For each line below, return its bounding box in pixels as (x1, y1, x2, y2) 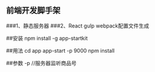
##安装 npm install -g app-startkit (6, 35, 88, 42)
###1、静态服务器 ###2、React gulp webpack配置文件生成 (6, 22, 149, 29)
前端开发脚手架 (6, 5, 61, 16)
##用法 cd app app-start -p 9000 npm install (6, 47, 115, 54)
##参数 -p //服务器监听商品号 (6, 59, 77, 66)
